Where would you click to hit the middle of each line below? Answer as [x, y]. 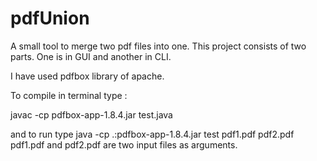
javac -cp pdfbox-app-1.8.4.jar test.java [91, 114]
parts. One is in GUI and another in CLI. [91, 56]
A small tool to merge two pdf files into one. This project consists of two [158, 46]
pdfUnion [50, 18]
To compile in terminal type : [69, 95]
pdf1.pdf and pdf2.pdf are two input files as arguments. [124, 144]
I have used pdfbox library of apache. [87, 76]
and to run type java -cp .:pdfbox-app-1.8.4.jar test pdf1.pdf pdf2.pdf [152, 134]
